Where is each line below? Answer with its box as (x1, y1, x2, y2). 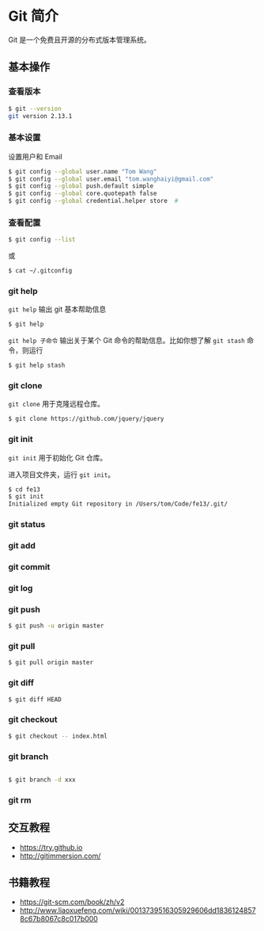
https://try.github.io (19, 842, 83, 852)
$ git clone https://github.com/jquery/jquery (8, 415, 164, 423)
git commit (8, 562, 51, 572)
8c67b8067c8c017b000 (19, 914, 99, 924)
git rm (8, 794, 32, 805)
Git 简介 (8, 7, 59, 25)
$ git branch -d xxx (8, 776, 77, 784)
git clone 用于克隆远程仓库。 (8, 399, 105, 409)
